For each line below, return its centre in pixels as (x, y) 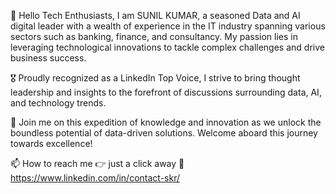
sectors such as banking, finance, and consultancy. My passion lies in (154, 36)
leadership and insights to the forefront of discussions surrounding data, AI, (166, 92)
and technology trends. (58, 103)
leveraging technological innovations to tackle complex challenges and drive (167, 47)
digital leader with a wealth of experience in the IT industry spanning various (168, 26)
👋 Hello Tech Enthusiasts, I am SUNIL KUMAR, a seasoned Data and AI (155, 15)
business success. (48, 58)
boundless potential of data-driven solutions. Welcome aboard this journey (164, 133)
